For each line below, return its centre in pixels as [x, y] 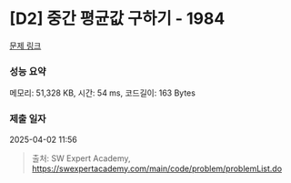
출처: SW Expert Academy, [81, 158]
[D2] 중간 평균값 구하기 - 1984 [117, 19]
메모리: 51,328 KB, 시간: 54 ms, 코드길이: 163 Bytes [102, 93]
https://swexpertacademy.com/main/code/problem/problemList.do [157, 168]
